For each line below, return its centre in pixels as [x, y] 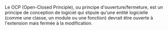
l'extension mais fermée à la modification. [49, 23]
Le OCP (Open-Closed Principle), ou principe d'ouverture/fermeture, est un [84, 7]
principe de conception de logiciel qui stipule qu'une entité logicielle [77, 12]
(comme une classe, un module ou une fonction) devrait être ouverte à [79, 18]
